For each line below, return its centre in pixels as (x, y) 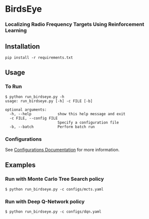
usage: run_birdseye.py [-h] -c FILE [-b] (49, 101)
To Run (13, 87)
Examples (20, 165)
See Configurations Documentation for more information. (62, 149)
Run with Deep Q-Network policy (45, 201)
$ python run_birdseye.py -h (35, 97)
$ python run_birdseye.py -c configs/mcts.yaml (54, 189)
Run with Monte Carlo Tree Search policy (54, 179)
